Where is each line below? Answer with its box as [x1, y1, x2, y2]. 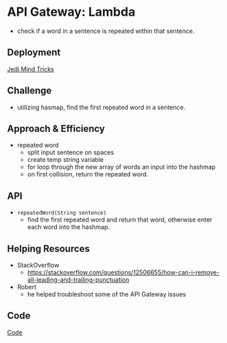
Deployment [7, 47, 61, 58]
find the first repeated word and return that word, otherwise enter [27, 215, 213, 224]
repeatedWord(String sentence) [16, 210, 107, 217]
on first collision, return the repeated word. [27, 170, 149, 178]
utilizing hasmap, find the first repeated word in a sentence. [16, 103, 186, 111]
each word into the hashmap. [27, 223, 110, 231]
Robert [16, 283, 36, 291]
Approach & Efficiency [7, 123, 105, 134]
